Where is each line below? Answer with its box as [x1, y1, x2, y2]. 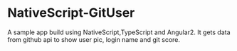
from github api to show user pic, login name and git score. [7, 35, 180, 43]
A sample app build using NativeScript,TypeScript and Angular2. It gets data [7, 28, 231, 36]
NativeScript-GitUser [7, 5, 135, 21]
